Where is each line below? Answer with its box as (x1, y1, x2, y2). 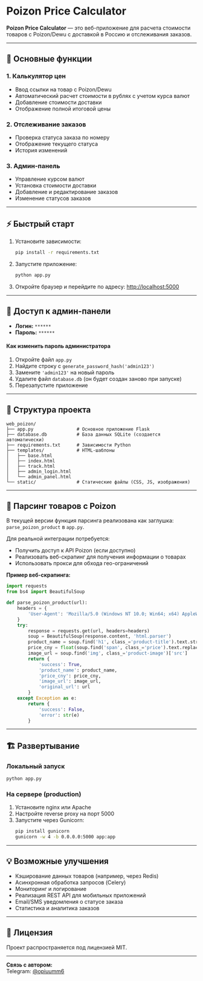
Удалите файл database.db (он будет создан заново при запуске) (14, 375, 182, 382)
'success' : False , (38, 706, 85, 713)
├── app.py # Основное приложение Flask (6, 426, 150, 432)
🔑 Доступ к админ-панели (6, 306, 111, 317)
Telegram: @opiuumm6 (6, 967, 65, 974)
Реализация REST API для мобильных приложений (14, 892, 146, 899)
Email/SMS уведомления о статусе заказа (14, 898, 123, 905)
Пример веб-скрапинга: (6, 571, 71, 578)
